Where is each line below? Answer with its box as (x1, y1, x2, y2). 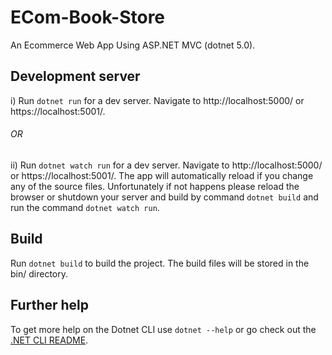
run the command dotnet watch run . (10, 201, 160, 213)
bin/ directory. (10, 267, 68, 280)
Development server (10, 68, 141, 85)
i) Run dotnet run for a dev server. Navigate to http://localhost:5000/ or (10, 94, 305, 106)
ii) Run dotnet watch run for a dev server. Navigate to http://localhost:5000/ (10, 159, 323, 171)
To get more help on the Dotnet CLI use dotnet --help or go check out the (10, 323, 317, 335)
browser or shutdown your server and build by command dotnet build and (10, 191, 319, 203)
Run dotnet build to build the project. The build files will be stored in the (10, 257, 310, 269)
